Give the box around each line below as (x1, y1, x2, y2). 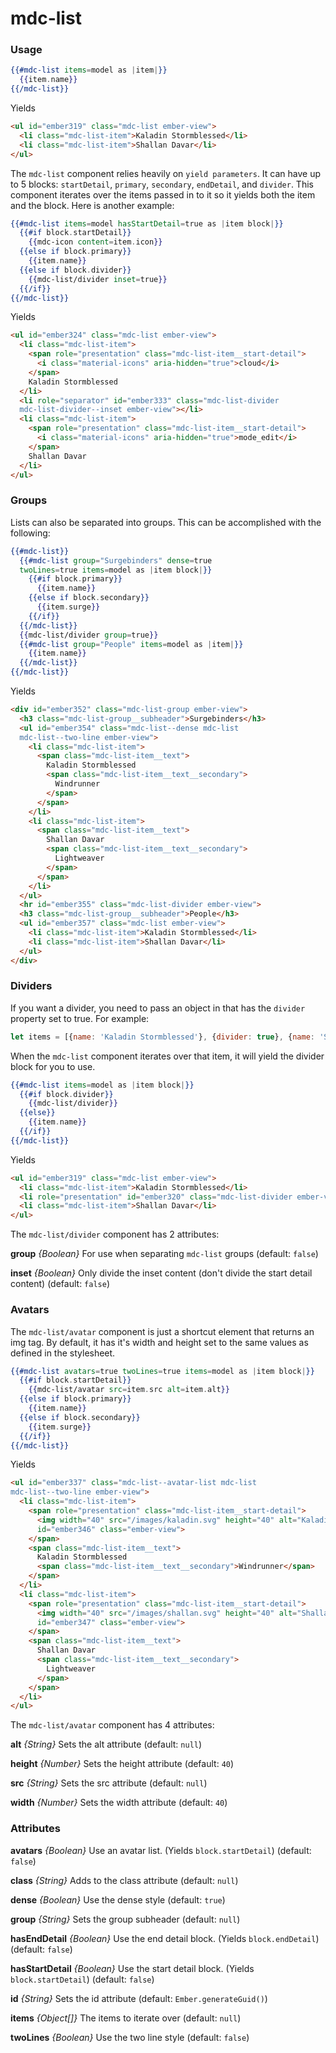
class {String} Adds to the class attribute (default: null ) (10, 1874, 239, 1886)
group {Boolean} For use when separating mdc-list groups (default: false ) (10, 1248, 319, 1260)
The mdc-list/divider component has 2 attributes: (10, 1228, 220, 1241)
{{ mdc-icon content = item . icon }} (28, 237, 163, 247)
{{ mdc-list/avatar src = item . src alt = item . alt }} (28, 1385, 230, 1395)
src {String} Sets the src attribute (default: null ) (10, 1777, 208, 1789)
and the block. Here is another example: (10, 199, 175, 211)
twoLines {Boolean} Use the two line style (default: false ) (10, 2031, 250, 2043)
